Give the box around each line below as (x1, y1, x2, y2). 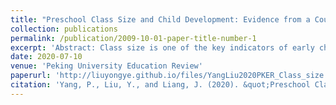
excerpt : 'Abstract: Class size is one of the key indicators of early (10, 42, 315, 53)
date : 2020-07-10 (10, 52, 83, 62)
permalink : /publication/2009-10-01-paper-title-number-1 (10, 33, 257, 43)
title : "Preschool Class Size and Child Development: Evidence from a (10, 14, 311, 25)
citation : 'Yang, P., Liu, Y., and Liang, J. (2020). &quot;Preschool (10, 80, 311, 90)
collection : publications (10, 24, 118, 34)
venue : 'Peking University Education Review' (10, 61, 203, 71)
